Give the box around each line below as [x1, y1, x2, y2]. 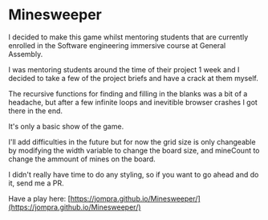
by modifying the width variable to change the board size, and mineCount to [8, 145, 260, 155]
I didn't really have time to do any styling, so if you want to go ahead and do [8, 169, 259, 179]
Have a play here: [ [8, 194, 71, 203]
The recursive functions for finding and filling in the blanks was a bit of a [8, 88, 248, 98]
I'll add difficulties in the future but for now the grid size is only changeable [8, 136, 256, 146]
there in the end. [8, 106, 63, 116]
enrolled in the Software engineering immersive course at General [8, 40, 226, 50]
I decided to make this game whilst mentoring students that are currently [8, 32, 249, 42]
